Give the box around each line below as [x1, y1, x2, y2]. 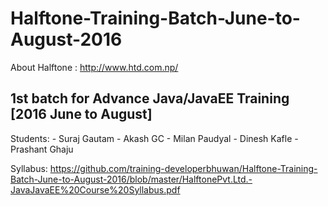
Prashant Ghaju [10, 143, 74, 155]
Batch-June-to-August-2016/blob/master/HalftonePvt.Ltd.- [10, 173, 253, 185]
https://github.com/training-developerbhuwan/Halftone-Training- [49, 162, 318, 174]
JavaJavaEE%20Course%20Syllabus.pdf [10, 183, 181, 196]
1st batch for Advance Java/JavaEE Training [10, 90, 290, 107]
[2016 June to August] [10, 106, 153, 123]
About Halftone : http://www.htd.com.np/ [10, 61, 179, 73]
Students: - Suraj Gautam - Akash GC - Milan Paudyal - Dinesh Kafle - [10, 132, 299, 144]
